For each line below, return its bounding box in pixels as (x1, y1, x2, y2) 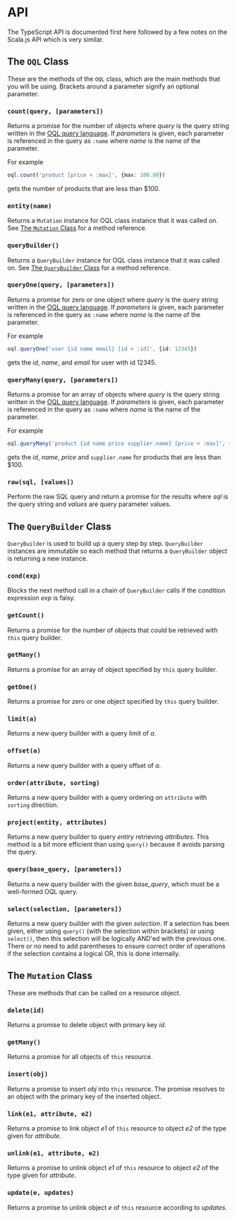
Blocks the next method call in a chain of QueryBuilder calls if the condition (7, 586, 226, 595)
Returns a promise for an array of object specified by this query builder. (7, 665, 217, 673)
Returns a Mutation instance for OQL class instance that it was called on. (7, 217, 219, 225)
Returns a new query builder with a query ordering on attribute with (7, 794, 207, 802)
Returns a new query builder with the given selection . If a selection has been (7, 919, 230, 927)
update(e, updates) (7, 1189, 74, 1197)
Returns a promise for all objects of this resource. (7, 1053, 153, 1061)
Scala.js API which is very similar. (7, 35, 104, 43)
